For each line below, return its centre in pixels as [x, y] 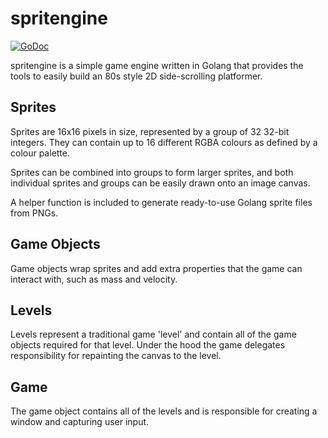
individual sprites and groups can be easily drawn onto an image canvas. [160, 183]
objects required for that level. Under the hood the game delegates [148, 345]
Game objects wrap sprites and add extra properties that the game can [156, 268]
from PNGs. [34, 213]
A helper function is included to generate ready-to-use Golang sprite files [161, 202]
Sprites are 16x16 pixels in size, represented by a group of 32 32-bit [150, 131]
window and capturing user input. [80, 422]
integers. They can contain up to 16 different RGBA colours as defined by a [164, 142]
